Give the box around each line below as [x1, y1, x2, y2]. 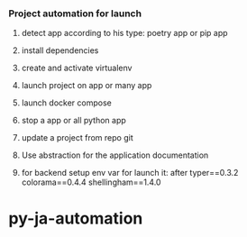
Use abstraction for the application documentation [21, 150, 209, 160]
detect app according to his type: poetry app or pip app [21, 28, 228, 39]
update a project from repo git [21, 132, 133, 143]
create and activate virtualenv [21, 62, 133, 74]
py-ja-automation [8, 208, 143, 229]
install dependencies [21, 45, 99, 56]
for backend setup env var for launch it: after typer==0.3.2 [21, 168, 239, 178]
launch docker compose [21, 97, 112, 108]
